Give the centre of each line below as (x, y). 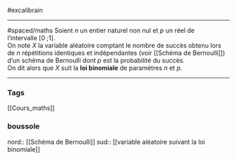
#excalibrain (25, 10)
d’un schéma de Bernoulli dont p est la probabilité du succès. (96, 60)
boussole (24, 126)
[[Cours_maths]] (31, 108)
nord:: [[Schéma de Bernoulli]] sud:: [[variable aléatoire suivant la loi (107, 142)
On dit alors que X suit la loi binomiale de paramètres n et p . (95, 68)
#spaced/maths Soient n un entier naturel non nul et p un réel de (101, 30)
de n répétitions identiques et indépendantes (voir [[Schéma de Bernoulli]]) (116, 53)
